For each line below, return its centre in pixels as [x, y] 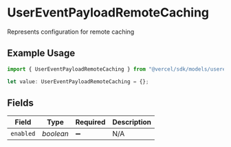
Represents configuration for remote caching [71, 32]
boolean [55, 134]
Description [132, 122]
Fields [21, 103]
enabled [23, 134]
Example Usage [41, 53]
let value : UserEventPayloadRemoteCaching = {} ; [78, 81]
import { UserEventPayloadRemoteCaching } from [77, 69]
